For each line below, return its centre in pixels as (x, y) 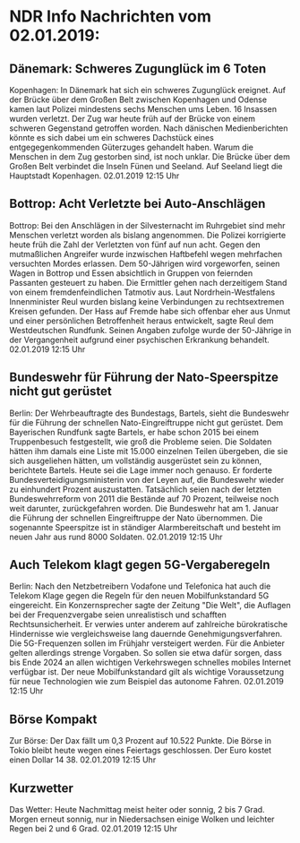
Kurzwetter (42, 788)
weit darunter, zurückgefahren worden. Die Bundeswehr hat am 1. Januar (144, 508)
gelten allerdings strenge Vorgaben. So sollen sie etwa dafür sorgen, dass (146, 653)
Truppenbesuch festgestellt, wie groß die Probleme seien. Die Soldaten (141, 442)
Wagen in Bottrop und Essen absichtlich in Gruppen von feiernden (131, 273)
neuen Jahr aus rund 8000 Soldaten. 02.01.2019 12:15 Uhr (116, 537)
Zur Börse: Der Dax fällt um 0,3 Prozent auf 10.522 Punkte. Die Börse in (140, 741)
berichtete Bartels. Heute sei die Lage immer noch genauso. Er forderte (141, 470)
